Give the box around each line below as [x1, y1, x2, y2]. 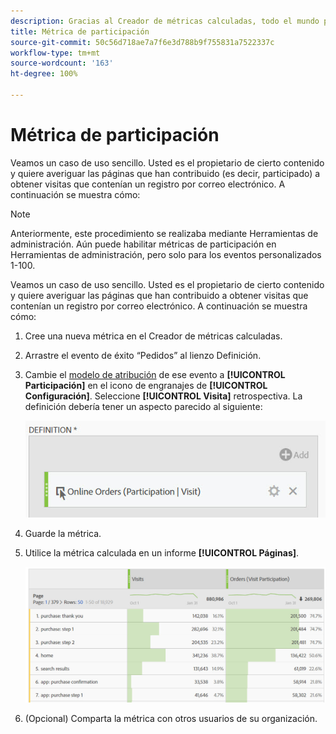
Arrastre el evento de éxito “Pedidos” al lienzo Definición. [24, 349, 262, 361]
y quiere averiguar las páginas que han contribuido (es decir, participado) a [10, 167, 321, 179]
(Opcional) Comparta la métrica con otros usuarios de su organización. [24, 712, 318, 724]
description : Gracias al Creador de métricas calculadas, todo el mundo [10, 16, 320, 26]
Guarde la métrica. [24, 527, 102, 539]
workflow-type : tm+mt [10, 48, 101, 58]
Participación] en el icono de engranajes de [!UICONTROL [24, 379, 268, 391]
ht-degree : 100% [10, 69, 78, 79]
